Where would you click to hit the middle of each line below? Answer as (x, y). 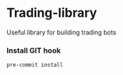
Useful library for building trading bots (61, 32)
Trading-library (52, 13)
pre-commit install (35, 65)
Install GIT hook (34, 50)
